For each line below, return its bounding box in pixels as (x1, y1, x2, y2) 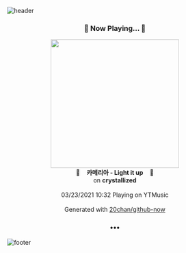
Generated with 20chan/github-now (64, 206, 165, 214)
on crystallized (93, 176, 137, 184)
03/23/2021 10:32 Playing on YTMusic (61, 191, 169, 199)
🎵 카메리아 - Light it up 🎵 (75, 169, 155, 177)
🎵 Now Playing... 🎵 (83, 23, 146, 33)
